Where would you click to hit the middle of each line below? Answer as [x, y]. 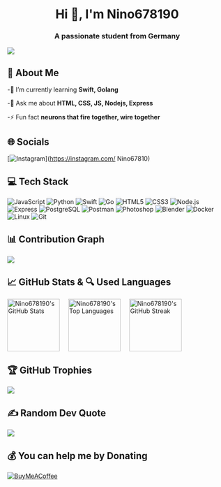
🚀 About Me [33, 73]
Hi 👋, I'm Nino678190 [117, 14]
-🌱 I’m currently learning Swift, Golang [63, 89]
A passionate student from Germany [117, 36]
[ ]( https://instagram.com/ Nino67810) [79, 159]
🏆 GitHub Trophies [50, 370]
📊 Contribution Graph [56, 239]
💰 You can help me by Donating [77, 456]
